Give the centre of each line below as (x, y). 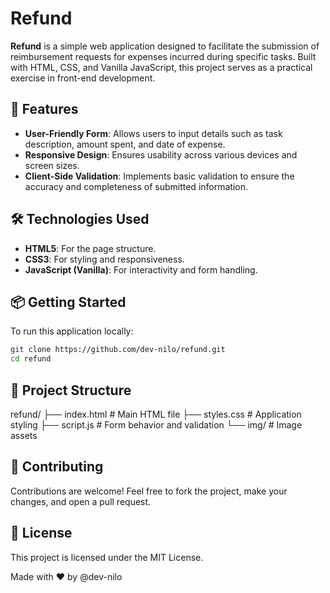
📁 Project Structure (71, 390)
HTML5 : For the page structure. (90, 248)
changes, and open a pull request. (81, 501)
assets (24, 435)
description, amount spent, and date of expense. (125, 144)
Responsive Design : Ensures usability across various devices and (161, 154)
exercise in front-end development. (83, 78)
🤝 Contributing (57, 467)
